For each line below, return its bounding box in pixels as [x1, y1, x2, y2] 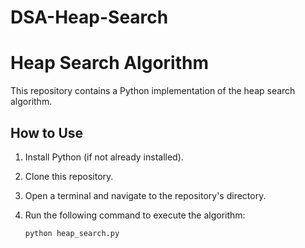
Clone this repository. [24, 170, 114, 182]
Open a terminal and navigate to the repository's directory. [24, 189, 267, 201]
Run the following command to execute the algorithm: [24, 209, 246, 221]
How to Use [10, 124, 84, 141]
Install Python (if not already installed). [24, 151, 184, 163]
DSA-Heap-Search [10, 6, 169, 29]
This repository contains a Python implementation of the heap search [10, 85, 296, 97]
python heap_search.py [24, 228, 120, 238]
